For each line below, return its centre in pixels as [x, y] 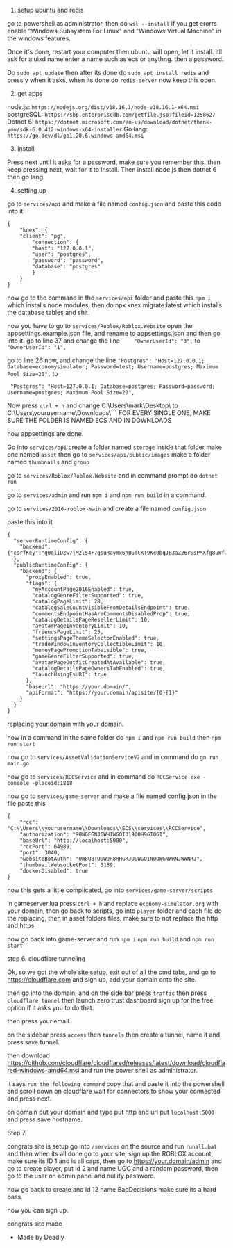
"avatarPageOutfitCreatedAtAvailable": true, [99, 663]
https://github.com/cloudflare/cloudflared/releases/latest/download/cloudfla [116, 1063]
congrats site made [35, 1224]
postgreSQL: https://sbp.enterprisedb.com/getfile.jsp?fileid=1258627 [111, 114]
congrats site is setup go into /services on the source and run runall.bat [112, 1146]
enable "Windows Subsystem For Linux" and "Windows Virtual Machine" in [114, 31]
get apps [30, 94]
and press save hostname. [45, 1119]
